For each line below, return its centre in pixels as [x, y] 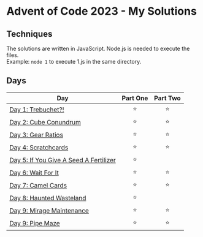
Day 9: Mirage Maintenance [49, 211]
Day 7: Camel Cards [38, 186]
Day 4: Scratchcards [39, 148]
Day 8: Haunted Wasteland [48, 198]
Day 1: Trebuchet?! [37, 110]
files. [13, 55]
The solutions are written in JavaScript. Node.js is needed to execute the [98, 48]
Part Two [167, 98]
